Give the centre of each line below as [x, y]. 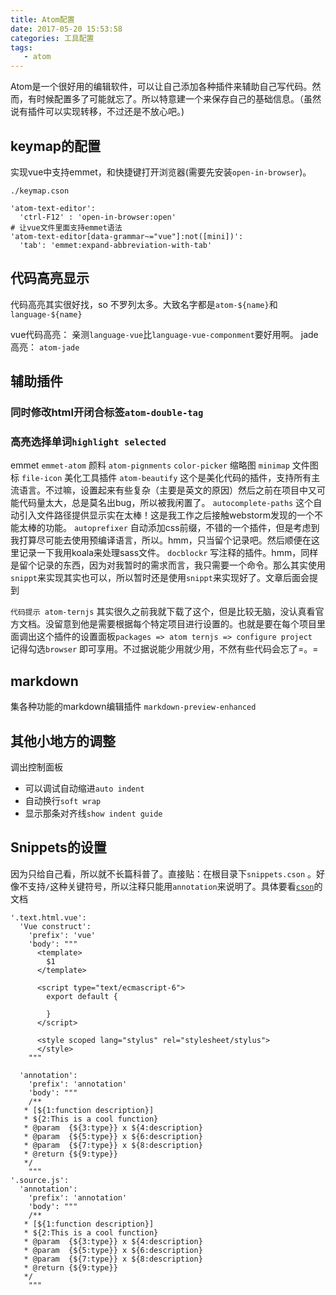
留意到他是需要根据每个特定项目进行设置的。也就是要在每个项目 [185, 624]
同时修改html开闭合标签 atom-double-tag [107, 413]
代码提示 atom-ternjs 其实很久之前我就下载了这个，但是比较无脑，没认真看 [163, 612]
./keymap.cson [40, 191]
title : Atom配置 [42, 19]
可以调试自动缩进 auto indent [84, 788]
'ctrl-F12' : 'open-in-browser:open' [98, 217]
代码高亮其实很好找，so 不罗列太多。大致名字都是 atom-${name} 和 [144, 304]
